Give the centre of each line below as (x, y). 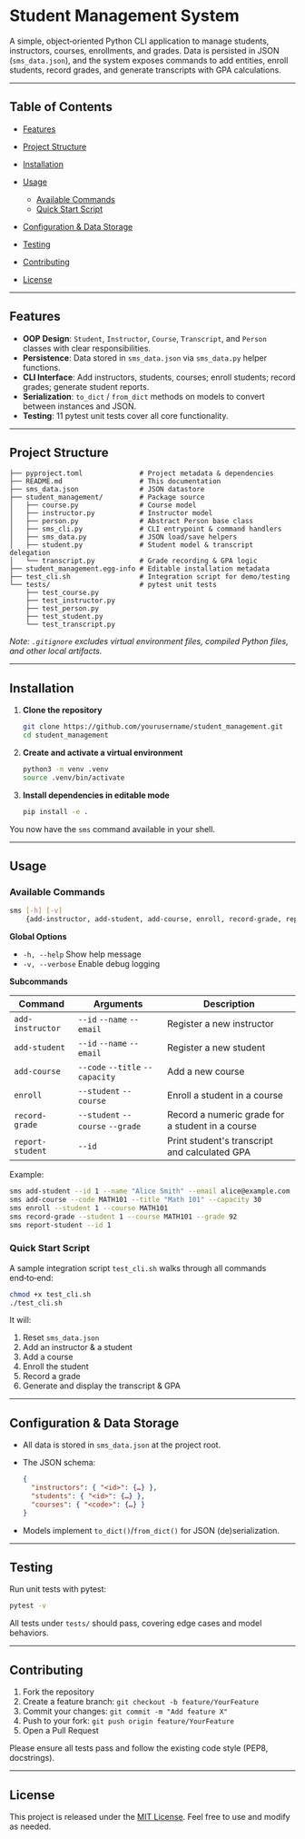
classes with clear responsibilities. (87, 348)
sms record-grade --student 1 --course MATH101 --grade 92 (123, 1217)
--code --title (109, 1067)
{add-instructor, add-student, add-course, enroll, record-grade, (154, 919)
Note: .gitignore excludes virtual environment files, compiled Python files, (149, 641)
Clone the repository (62, 711)
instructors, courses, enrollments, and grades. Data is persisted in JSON (144, 50)
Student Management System (124, 16)
